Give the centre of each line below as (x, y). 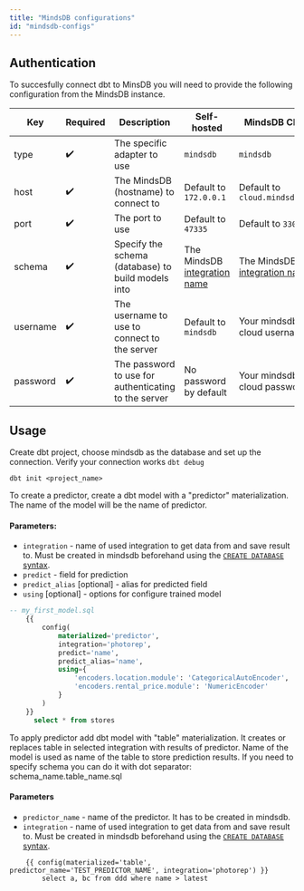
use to (128, 327)
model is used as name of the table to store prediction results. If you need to (152, 757)
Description (145, 122)
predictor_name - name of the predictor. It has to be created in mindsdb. (157, 817)
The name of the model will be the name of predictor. (109, 505)
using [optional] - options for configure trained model (122, 594)
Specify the (138, 244)
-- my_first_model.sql (52, 611)
